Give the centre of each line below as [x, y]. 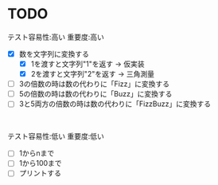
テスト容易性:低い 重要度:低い [56, 136]
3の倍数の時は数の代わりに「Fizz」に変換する [94, 84]
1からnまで [37, 153]
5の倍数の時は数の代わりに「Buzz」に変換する [95, 94]
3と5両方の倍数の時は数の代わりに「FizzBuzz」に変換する [115, 104]
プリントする [40, 173]
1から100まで [40, 163]
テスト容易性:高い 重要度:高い [56, 37]
